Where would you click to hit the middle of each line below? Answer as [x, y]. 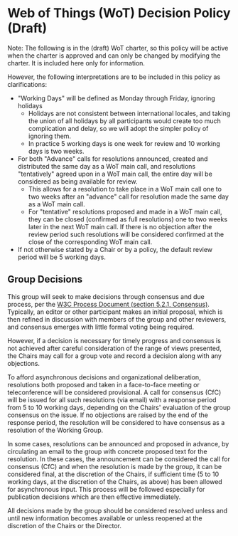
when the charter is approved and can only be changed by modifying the [114, 56]
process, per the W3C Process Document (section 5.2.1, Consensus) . [108, 304]
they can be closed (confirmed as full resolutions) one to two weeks [128, 219]
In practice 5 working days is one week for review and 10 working [124, 143]
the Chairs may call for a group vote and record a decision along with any [115, 356]
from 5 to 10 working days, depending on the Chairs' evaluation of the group [119, 407]
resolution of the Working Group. [55, 430]
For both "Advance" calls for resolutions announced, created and [113, 159]
